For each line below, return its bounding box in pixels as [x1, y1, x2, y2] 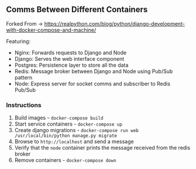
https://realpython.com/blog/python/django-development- [44, 20, 185, 27]
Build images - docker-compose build [14, 114, 104, 122]
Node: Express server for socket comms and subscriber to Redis [14, 80, 171, 87]
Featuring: [6, 37, 31, 44]
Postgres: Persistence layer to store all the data [14, 61, 129, 68]
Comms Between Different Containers [6, 5, 148, 15]
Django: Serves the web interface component [14, 55, 125, 62]
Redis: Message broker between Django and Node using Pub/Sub [14, 67, 173, 75]
